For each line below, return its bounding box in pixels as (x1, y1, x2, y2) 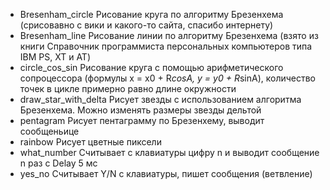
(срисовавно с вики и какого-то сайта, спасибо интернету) (19, 19, 274, 31)
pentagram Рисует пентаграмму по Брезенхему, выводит (19, 115, 265, 126)
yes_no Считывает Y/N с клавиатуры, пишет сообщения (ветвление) (19, 168, 313, 179)
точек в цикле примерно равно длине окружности (19, 83, 237, 94)
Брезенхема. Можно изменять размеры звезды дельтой (19, 104, 262, 116)
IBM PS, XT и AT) (19, 51, 91, 63)
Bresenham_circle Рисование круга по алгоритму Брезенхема (19, 9, 284, 20)
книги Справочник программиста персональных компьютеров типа (19, 40, 313, 52)
